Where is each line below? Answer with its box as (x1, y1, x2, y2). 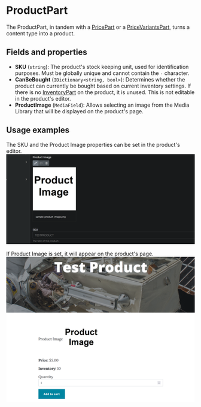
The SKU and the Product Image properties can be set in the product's (6, 141, 181, 148)
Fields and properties (6, 47, 88, 58)
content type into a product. (6, 29, 75, 37)
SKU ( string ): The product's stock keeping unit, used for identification (14, 63, 189, 70)
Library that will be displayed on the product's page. (14, 107, 144, 114)
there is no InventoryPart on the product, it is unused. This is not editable (14, 88, 195, 96)
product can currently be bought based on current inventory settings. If (14, 82, 191, 89)
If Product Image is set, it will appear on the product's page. (6, 250, 154, 258)
